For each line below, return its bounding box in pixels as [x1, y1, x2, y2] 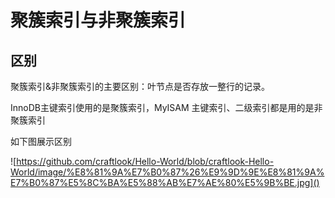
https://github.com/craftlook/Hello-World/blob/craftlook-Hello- [16, 156, 275, 167]
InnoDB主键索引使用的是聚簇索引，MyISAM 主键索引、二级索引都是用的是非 [10, 102, 323, 113]
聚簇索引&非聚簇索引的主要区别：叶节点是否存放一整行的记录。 [10, 81, 271, 92]
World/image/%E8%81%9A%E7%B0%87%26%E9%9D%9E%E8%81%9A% [10, 166, 325, 178]
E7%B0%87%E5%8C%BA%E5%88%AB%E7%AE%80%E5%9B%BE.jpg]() [10, 177, 320, 188]
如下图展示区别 [10, 136, 72, 147]
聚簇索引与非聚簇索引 [10, 9, 187, 32]
